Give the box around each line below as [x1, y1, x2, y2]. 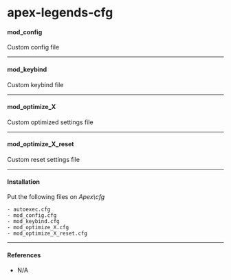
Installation [7, 177, 40, 186]
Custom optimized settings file [7, 118, 94, 126]
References [7, 250, 41, 259]
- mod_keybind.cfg [7, 218, 60, 225]
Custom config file [7, 43, 60, 51]
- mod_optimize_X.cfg [7, 224, 69, 231]
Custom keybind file [7, 80, 64, 89]
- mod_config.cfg [7, 212, 57, 219]
